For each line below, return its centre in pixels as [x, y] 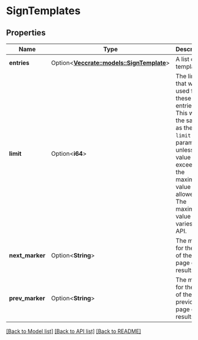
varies [184, 224]
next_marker [27, 255]
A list [183, 59]
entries [19, 63]
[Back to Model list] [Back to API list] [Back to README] [74, 331]
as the [184, 128]
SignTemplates [43, 11]
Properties [26, 33]
